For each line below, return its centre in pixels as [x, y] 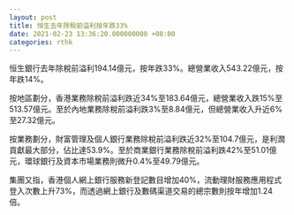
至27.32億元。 [34, 120]
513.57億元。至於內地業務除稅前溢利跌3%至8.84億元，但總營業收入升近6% [146, 109]
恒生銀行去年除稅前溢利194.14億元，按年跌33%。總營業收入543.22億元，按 [147, 68]
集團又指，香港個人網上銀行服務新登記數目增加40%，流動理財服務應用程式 [146, 180]
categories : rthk [41, 42]
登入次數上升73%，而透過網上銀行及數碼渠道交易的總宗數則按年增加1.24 [141, 191]
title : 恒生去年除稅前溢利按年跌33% [68, 26]
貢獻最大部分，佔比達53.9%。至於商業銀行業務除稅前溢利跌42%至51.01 [139, 150]
